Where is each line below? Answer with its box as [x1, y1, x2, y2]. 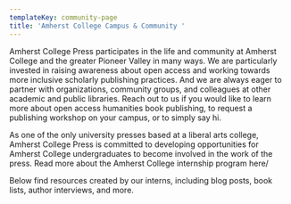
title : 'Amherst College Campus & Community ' [9, 21, 186, 30]
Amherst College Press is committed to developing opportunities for [9, 139, 259, 150]
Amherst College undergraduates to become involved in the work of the [9, 148, 273, 159]
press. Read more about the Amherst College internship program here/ [9, 158, 270, 168]
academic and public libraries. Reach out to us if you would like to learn [9, 93, 272, 103]
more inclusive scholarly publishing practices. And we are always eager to [9, 74, 283, 85]
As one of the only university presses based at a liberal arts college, [9, 129, 259, 140]
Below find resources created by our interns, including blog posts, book [9, 175, 273, 185]
